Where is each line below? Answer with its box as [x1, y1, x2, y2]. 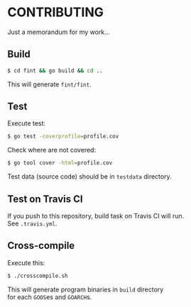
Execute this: [7, 258, 45, 267]
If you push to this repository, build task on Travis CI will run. [7, 212, 185, 220]
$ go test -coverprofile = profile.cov [7, 133, 119, 140]
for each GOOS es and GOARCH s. [7, 292, 92, 301]
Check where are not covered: [7, 146, 97, 155]
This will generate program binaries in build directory [7, 285, 164, 294]
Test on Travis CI [7, 193, 83, 205]
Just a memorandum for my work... [7, 28, 110, 36]
